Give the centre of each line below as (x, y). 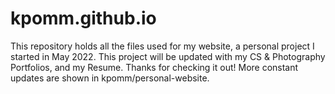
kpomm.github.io (83, 18)
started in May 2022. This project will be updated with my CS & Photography (168, 56)
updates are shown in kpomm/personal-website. (110, 78)
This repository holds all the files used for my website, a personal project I (162, 46)
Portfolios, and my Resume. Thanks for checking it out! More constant (154, 67)
